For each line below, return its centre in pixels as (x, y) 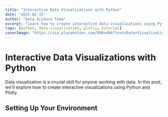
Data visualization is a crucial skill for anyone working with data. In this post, (83, 82)
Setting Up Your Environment (51, 108)
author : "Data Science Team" (35, 19)
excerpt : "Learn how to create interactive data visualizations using (80, 24)
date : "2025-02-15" (25, 14)
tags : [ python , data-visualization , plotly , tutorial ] (63, 28)
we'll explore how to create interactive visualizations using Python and (77, 87)
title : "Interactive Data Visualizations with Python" (63, 10)
